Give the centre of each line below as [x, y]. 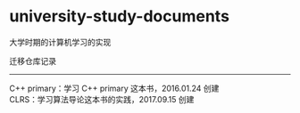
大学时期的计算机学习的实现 [60, 42]
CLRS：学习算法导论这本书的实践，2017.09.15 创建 [102, 99]
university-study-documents [120, 16]
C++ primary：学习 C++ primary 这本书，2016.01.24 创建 [114, 88]
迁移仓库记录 [33, 61]
